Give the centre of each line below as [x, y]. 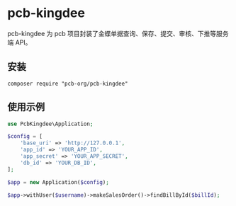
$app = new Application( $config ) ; [58, 182]
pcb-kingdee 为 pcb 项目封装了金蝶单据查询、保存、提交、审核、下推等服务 [118, 33]
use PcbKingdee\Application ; [50, 124]
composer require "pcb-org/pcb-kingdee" [68, 84]
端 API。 [19, 42]
